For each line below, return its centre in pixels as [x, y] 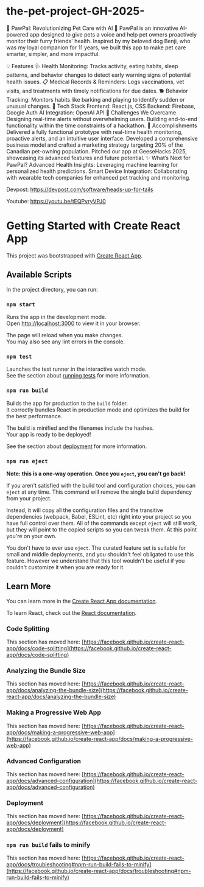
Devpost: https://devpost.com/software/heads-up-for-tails [80, 189]
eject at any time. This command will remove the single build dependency [99, 492]
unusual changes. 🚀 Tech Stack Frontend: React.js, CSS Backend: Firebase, [101, 106]
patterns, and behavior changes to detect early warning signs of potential [98, 75]
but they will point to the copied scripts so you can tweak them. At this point [101, 529]
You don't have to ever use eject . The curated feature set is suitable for [96, 548]
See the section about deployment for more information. [77, 446]
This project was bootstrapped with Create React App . [75, 255]
